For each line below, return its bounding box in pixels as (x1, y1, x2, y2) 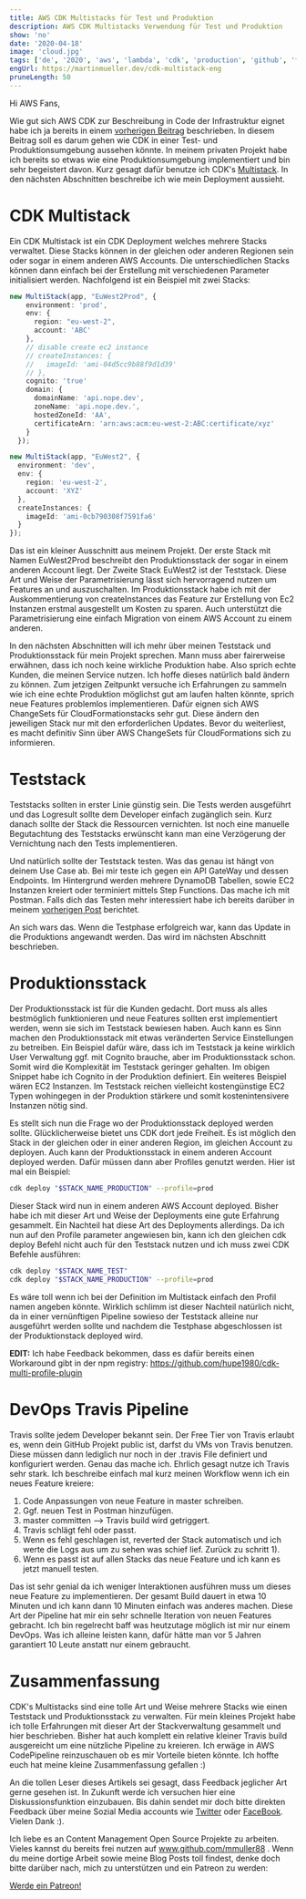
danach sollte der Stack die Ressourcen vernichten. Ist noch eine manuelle (9, 819, 290, 830)
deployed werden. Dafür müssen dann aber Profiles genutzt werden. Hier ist (9, 1157, 296, 1168)
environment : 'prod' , (25, 300, 107, 310)
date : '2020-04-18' (9, 38, 84, 48)
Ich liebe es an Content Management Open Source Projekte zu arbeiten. (9, 1833, 280, 1844)
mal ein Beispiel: (9, 1166, 71, 1177)
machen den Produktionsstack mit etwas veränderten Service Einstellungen (9, 1032, 294, 1044)
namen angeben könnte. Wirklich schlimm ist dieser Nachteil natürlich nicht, (9, 1301, 294, 1312)
